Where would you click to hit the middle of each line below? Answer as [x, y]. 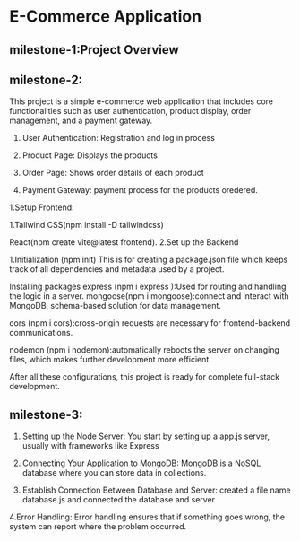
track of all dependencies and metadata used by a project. [117, 269]
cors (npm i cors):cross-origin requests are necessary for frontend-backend [150, 323]
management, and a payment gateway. [81, 121]
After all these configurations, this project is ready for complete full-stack [145, 377]
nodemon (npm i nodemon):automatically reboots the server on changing [145, 350]
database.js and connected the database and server [119, 500]
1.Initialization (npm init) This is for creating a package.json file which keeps [149, 260]
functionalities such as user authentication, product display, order [130, 111]
